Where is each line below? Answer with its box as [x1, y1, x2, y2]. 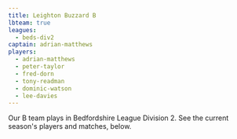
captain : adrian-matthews [8, 41, 93, 49]
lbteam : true [8, 19, 51, 27]
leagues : [8, 26, 37, 34]
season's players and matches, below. [8, 122, 132, 131]
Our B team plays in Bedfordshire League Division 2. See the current [8, 113, 229, 123]
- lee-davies [15, 92, 58, 100]
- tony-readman [15, 77, 65, 85]
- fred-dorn [15, 70, 55, 78]
